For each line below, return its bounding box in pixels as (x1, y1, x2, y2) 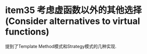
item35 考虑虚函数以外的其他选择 (5, 4, 142, 16)
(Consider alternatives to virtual (5, 15, 141, 27)
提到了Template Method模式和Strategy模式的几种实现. (5, 43, 117, 49)
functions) (5, 26, 50, 37)
